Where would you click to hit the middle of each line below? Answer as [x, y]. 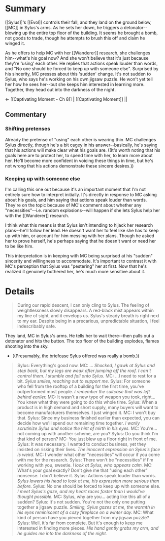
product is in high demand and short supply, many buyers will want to [88, 407]
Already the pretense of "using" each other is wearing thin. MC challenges [81, 139]
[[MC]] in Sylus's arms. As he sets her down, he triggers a [64, 27]
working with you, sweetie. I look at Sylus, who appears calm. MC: [85, 465]
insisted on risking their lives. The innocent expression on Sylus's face [88, 449]
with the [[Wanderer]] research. [37, 215]
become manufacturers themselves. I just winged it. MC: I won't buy [86, 413]
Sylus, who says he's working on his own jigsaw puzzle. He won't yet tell [79, 79]
